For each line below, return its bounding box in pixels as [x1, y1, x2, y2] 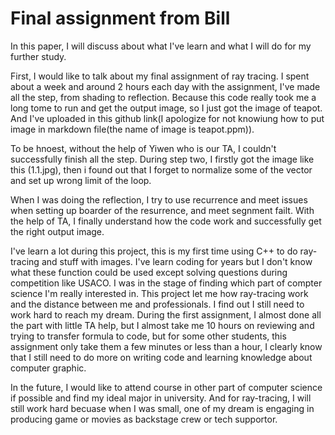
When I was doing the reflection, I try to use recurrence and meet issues [10, 193, 308, 206]
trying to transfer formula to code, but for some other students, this [10, 330, 287, 342]
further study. [10, 50, 67, 62]
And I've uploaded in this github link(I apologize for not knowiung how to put [10, 112, 325, 124]
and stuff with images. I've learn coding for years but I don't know [41, 255, 313, 267]
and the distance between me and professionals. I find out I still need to [10, 298, 305, 310]
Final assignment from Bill [10, 7, 231, 30]
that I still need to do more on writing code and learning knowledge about [10, 351, 313, 363]
